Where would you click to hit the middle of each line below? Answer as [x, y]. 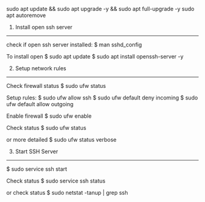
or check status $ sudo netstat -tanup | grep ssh [67, 193]
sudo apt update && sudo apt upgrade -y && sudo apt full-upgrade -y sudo [100, 9]
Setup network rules [41, 68]
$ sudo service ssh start [37, 169]
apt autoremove [26, 15]
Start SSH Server [37, 151]
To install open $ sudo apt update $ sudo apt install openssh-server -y [95, 56]
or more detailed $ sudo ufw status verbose [62, 139]
